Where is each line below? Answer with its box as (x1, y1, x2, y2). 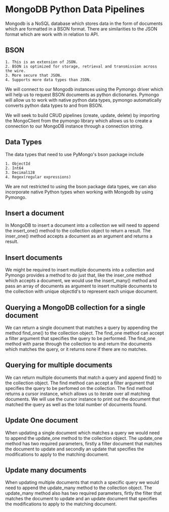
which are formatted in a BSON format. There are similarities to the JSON (5, 25, 158, 32)
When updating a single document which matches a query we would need (5, 430, 160, 436)
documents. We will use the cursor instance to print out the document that (5, 396, 160, 402)
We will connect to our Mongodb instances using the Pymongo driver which (5, 86, 163, 92)
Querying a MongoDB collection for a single (5, 303, 146, 312)
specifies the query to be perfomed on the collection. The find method (5, 385, 152, 391)
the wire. (5, 68, 26, 73)
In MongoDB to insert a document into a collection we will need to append (5, 222, 159, 228)
